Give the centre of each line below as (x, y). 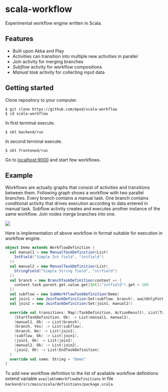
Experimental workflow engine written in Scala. (54, 23)
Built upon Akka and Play (38, 51)
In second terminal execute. (34, 141)
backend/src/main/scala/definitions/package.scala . (59, 384)
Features (19, 39)
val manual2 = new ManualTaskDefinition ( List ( (59, 266)
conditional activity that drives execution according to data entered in (77, 203)
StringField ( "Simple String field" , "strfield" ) (66, 271)
